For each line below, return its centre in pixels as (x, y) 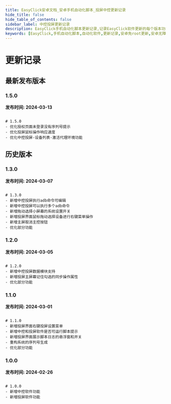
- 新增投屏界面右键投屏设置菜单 (34, 326)
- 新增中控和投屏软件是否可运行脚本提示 (42, 332)
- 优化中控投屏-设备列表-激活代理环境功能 (44, 137)
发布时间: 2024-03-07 (29, 181)
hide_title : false (25, 15)
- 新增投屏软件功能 (23, 397)
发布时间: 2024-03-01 (29, 307)
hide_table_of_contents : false (38, 19)
